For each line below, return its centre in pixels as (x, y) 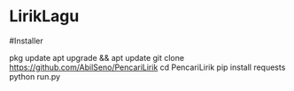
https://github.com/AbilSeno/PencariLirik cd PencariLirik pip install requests (147, 67)
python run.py (35, 76)
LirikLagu (44, 16)
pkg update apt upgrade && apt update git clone (97, 57)
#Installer (27, 41)
